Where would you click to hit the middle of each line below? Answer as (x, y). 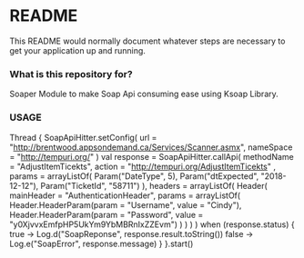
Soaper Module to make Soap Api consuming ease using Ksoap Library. (144, 94)
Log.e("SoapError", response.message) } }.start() (101, 243)
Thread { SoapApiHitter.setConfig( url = (83, 137)
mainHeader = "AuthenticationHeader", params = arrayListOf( (125, 195)
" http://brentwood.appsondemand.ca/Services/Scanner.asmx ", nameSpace (151, 147)
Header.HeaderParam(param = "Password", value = (106, 214)
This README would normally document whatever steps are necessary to (147, 41)
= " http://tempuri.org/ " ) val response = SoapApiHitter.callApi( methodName (152, 156)
